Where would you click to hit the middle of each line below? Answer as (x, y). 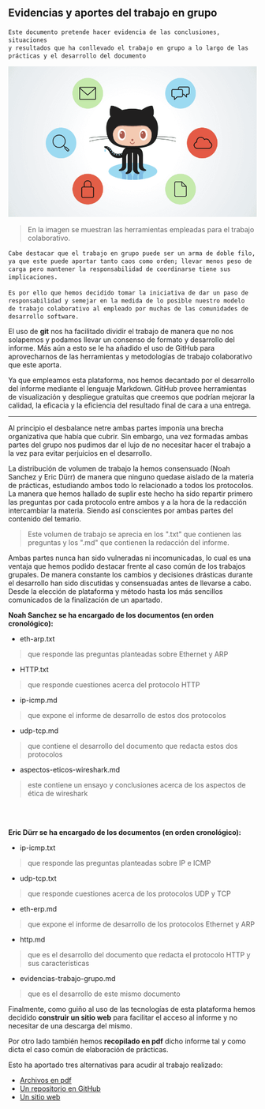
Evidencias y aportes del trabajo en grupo (113, 13)
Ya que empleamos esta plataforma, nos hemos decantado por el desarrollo (131, 380)
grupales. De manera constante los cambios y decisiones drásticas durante (131, 574)
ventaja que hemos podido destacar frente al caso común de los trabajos (127, 566)
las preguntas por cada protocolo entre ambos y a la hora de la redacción (127, 502)
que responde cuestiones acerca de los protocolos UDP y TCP (129, 893)
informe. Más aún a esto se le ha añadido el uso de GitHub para (112, 348)
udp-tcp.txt (38, 878)
